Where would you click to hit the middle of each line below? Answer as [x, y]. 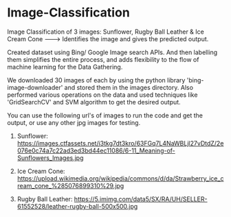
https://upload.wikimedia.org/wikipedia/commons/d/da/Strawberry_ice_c [120, 178]
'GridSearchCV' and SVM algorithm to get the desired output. [94, 102]
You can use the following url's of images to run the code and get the [105, 115]
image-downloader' [35, 87]
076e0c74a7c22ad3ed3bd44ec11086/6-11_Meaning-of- [96, 150]
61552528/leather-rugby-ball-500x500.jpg [77, 206]
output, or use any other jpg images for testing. [74, 122]
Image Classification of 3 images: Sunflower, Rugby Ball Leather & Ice [106, 32]
